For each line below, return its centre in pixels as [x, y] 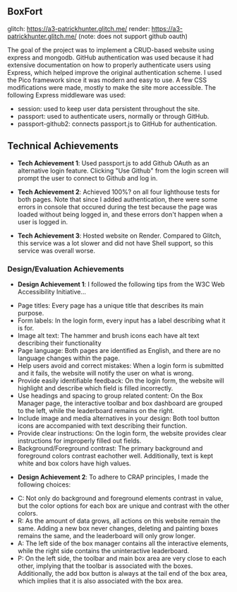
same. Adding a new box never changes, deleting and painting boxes [118, 528]
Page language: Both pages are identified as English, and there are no [119, 350]
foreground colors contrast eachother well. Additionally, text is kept [115, 455]
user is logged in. [43, 221]
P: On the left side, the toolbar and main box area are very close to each [122, 558]
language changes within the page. [68, 358]
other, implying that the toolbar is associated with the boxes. [105, 566]
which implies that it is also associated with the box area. [100, 581]
